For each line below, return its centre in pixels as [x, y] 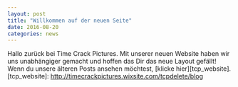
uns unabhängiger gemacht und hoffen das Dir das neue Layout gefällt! [112, 62]
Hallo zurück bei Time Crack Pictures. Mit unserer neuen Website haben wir [119, 54]
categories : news [33, 34]
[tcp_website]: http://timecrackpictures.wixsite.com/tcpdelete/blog [105, 76]
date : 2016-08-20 [33, 27]
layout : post [27, 14]
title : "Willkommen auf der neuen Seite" [70, 21]
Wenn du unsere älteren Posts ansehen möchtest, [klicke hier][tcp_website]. [119, 69]
